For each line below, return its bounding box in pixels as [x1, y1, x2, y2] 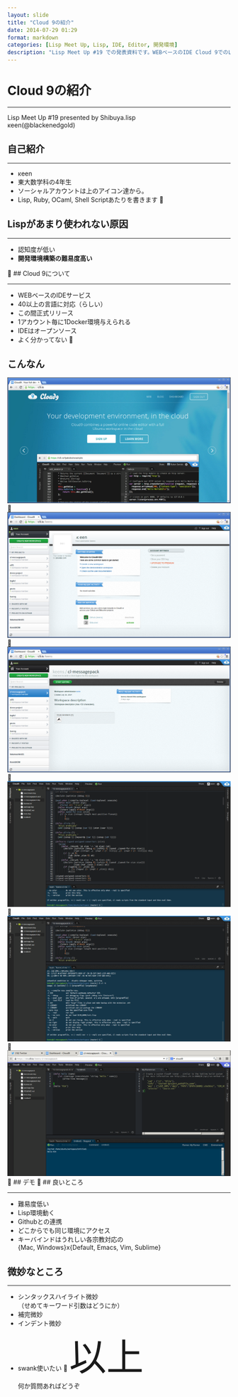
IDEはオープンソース [17, 326, 77, 335]
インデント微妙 [17, 1319, 62, 1328]
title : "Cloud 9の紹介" [7, 18, 74, 26]
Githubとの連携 [17, 1217, 62, 1226]
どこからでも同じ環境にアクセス [17, 1226, 111, 1235]
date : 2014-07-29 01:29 [7, 26, 78, 33]
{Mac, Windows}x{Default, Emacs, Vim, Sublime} [17, 1244, 161, 1252]
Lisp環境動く [17, 1209, 55, 1217]
